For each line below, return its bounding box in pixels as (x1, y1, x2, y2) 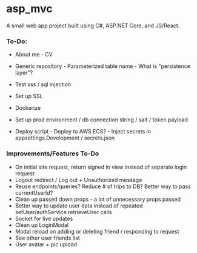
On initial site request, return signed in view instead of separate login (15, 163, 187, 170)
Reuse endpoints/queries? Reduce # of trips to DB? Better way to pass (15, 183, 191, 190)
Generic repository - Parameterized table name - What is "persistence (15, 62, 191, 70)
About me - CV (15, 51, 53, 58)
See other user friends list (15, 234, 80, 241)
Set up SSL (15, 93, 44, 100)
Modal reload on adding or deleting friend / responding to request (15, 228, 179, 235)
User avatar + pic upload (15, 240, 78, 248)
